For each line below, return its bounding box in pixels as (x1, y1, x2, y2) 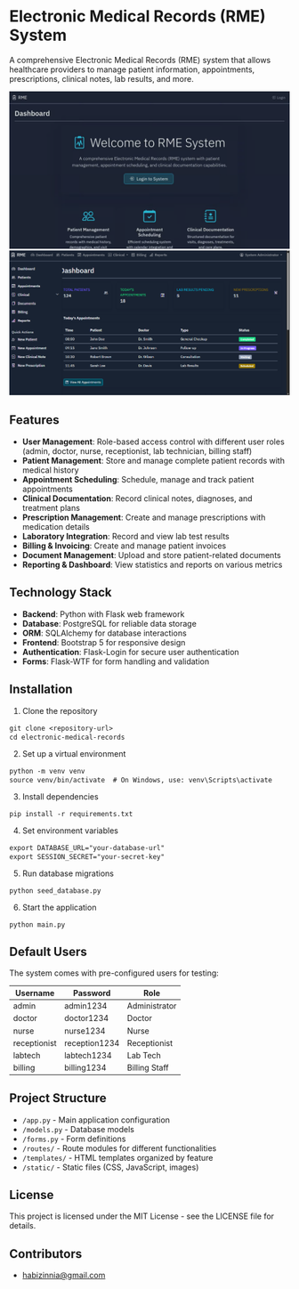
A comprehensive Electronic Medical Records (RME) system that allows (9, 54, 271, 65)
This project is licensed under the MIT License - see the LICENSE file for (9, 1211, 274, 1221)
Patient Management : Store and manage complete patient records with (21, 455, 285, 466)
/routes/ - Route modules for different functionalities (21, 1142, 217, 1154)
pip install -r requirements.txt (9, 809, 133, 818)
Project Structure (9, 1090, 107, 1106)
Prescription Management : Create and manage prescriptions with (21, 512, 266, 523)
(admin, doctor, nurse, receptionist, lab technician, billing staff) (21, 445, 253, 456)
